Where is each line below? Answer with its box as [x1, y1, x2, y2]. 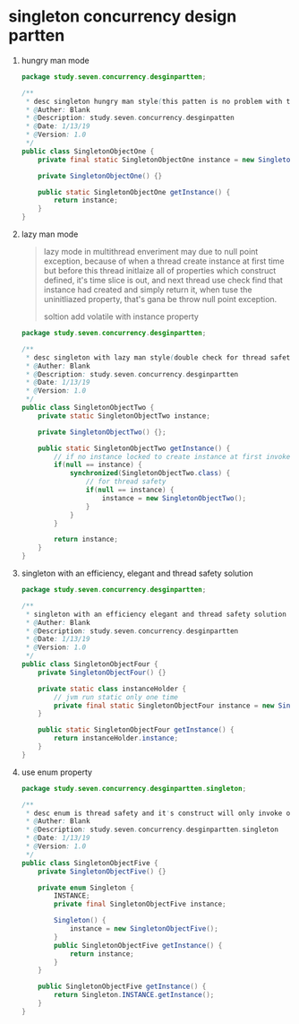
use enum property [21, 767, 93, 777]
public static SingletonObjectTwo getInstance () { [38, 444, 231, 453]
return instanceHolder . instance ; [54, 733, 179, 743]
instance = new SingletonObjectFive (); [69, 924, 218, 933]
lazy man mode [21, 229, 79, 239]
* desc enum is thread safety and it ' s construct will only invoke [25, 809, 283, 818]
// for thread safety [85, 477, 167, 486]
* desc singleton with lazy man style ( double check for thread [25, 352, 267, 362]
